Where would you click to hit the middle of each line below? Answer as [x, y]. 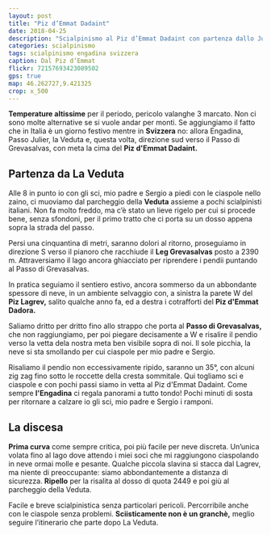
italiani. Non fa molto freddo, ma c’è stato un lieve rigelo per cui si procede [132, 210]
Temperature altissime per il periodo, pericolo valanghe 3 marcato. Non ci [132, 114]
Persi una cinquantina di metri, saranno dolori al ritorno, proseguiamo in [127, 243]
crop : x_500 [28, 91]
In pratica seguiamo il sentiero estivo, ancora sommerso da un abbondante [133, 284]
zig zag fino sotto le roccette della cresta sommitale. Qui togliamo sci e [126, 376]
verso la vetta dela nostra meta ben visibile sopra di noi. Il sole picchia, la [130, 343]
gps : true [25, 76]
